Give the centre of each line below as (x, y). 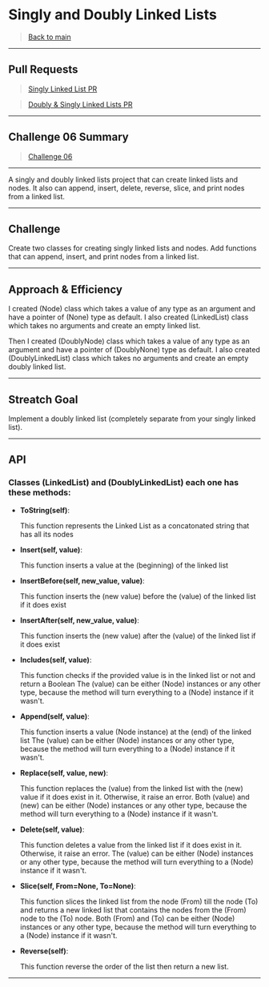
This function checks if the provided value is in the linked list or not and (138, 675)
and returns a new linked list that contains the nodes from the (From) (133, 909)
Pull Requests (43, 70)
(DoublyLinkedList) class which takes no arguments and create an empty (128, 359)
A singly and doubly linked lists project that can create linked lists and (123, 179)
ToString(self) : (45, 510)
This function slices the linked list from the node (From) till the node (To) (139, 901)
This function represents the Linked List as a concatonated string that (134, 525)
